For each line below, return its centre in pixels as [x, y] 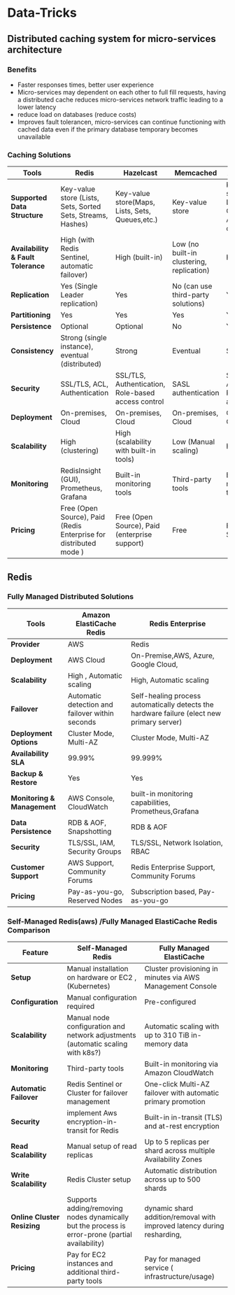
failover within [91, 713]
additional [83, 1273]
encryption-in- [92, 1122]
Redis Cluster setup [99, 1180]
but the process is [96, 1226]
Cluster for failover [97, 1093]
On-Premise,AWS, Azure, [172, 656]
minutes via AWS [172, 977]
